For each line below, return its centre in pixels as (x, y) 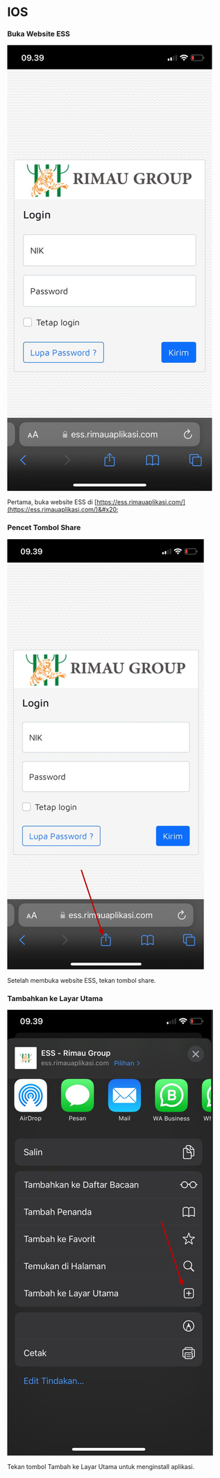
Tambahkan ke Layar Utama (55, 998)
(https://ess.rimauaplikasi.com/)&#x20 (62, 510)
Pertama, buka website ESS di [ (52, 502)
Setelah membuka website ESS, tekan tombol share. (82, 980)
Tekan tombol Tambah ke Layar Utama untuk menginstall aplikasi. (101, 1467)
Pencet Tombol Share (44, 528)
